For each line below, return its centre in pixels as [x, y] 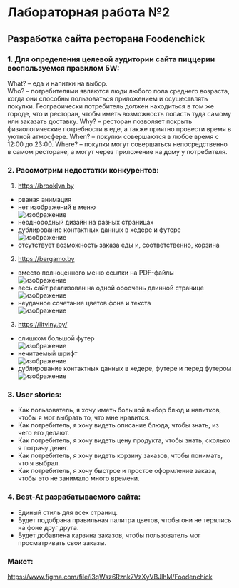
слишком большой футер [56, 338]
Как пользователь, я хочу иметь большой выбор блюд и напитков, [119, 410]
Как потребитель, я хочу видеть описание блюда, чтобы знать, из [118, 425]
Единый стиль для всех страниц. [67, 512]
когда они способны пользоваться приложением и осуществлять [108, 98]
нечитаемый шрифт [47, 353]
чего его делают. [44, 433]
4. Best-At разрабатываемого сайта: [74, 497]
